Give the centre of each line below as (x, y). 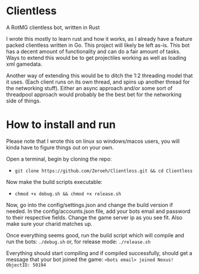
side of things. (24, 101)
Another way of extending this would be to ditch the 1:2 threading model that (99, 75)
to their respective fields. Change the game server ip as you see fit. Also (94, 217)
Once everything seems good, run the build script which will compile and (95, 235)
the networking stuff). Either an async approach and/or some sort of (89, 88)
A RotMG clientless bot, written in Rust (53, 27)
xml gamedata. (24, 64)
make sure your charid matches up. (49, 224)
